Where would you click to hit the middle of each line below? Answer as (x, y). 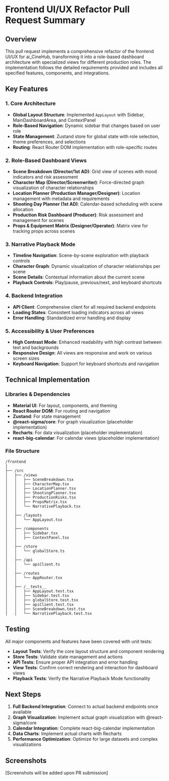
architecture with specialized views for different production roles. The (78, 62)
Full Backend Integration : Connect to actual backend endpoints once (86, 707)
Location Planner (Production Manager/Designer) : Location (76, 193)
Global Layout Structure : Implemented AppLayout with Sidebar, (79, 115)
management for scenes (38, 220)
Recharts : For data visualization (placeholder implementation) (77, 433)
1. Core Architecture (31, 104)
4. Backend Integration (34, 296)
